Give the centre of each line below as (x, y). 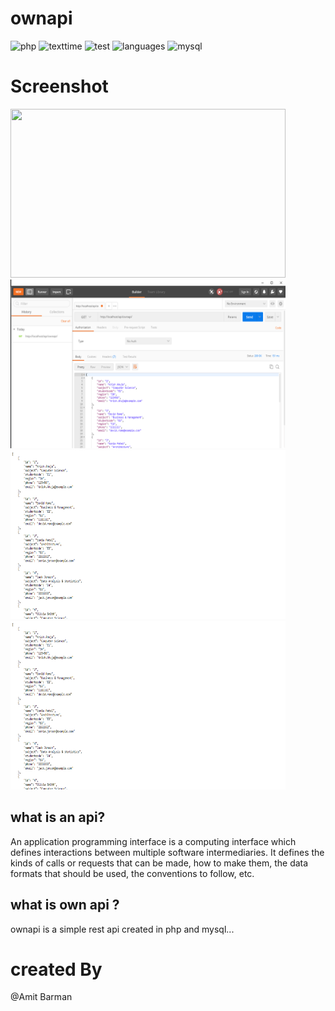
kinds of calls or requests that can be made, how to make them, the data (159, 863)
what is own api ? (65, 905)
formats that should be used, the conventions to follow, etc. (132, 873)
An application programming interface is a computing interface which (153, 841)
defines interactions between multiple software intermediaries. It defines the (167, 852)
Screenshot (59, 86)
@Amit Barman (41, 997)
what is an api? (58, 817)
